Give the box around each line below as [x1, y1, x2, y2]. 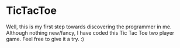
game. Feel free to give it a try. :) [6, 35, 85, 42]
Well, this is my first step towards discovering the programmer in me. [6, 23, 172, 30]
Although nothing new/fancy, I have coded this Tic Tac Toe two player [6, 29, 175, 36]
